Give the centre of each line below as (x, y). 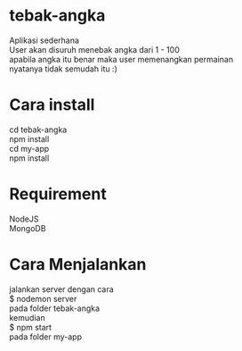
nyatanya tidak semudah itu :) (63, 69)
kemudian (28, 317)
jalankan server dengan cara (61, 289)
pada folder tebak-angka (55, 308)
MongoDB (28, 228)
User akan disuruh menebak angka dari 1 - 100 (94, 49)
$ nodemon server (43, 298)
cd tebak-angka (38, 130)
